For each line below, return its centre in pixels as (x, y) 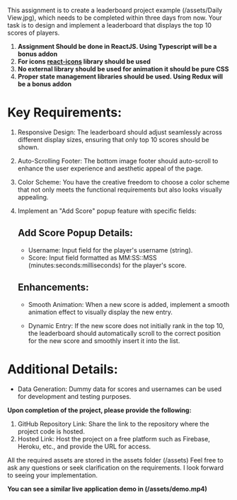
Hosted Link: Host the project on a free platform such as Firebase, (114, 438)
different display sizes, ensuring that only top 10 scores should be (113, 139)
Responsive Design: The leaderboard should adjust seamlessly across (120, 132)
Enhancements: (53, 287)
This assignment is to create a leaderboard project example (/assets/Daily (115, 10)
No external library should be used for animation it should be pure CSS (123, 69)
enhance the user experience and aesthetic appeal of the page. (110, 168)
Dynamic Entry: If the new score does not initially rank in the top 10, (126, 325)
